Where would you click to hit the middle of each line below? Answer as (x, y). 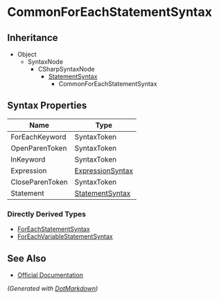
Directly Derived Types (47, 214)
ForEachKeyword (38, 137)
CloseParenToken (39, 182)
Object (27, 54)
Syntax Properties (47, 106)
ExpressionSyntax (104, 171)
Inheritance (33, 38)
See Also (27, 258)
